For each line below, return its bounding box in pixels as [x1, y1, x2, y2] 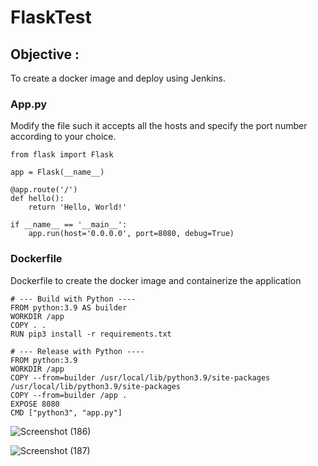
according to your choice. [10, 131, 117, 143]
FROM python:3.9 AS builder [10, 302, 128, 313]
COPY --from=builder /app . [10, 390, 128, 400]
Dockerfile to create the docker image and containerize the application [10, 274, 302, 286]
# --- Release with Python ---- [10, 346, 145, 356]
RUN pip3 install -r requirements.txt [10, 329, 172, 339]
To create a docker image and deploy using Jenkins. [10, 72, 227, 84]
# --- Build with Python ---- [10, 294, 137, 304]
